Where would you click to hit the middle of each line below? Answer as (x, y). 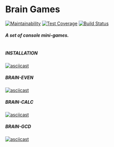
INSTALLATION (22, 53)
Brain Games (33, 9)
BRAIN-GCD (18, 126)
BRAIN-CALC (20, 102)
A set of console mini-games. (37, 35)
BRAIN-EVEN (20, 77)
